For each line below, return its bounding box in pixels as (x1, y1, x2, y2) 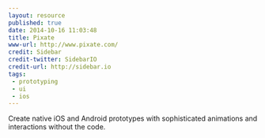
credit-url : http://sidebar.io (8, 63, 112, 71)
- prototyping (11, 77, 59, 85)
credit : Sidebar (8, 48, 62, 56)
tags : (8, 70, 26, 78)
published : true (8, 19, 62, 27)
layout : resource (8, 11, 66, 20)
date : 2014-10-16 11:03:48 (8, 26, 97, 34)
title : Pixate (8, 33, 55, 42)
